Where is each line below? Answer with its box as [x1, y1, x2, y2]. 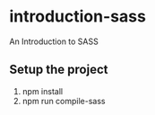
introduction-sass [9, 6, 146, 27]
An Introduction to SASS [9, 36, 99, 47]
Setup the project [9, 62, 108, 77]
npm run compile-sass [22, 95, 106, 106]
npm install [22, 85, 64, 96]
